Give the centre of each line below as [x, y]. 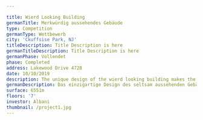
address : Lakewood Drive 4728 [44, 68]
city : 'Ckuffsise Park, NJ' [42, 40]
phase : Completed [28, 62]
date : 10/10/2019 [28, 73]
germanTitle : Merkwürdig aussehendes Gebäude [64, 23]
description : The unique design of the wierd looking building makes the [101, 79]
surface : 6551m [25, 91]
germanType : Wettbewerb [36, 34]
